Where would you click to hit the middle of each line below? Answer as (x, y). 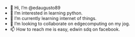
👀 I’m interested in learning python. (46, 13)
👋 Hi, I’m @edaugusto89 (35, 8)
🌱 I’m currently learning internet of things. (53, 18)
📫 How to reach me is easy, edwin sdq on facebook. (65, 29)
